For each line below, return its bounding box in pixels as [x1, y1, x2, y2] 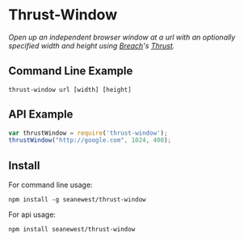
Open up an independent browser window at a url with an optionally [8, 32, 236, 42]
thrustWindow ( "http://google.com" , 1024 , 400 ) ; [8, 136, 172, 144]
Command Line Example [8, 64, 133, 78]
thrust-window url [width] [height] [8, 85, 132, 93]
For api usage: [8, 210, 57, 219]
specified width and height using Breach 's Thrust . [8, 40, 175, 50]
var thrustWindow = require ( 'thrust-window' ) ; [8, 129, 168, 137]
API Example [8, 107, 74, 122]
